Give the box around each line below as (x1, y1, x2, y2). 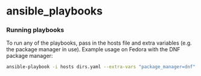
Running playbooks (6, 26, 65, 34)
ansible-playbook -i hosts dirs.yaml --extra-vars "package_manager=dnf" (6, 64, 196, 70)
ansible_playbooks (6, 4, 103, 18)
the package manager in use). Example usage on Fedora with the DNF (6, 46, 180, 53)
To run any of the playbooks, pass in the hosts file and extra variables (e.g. (6, 39, 192, 46)
